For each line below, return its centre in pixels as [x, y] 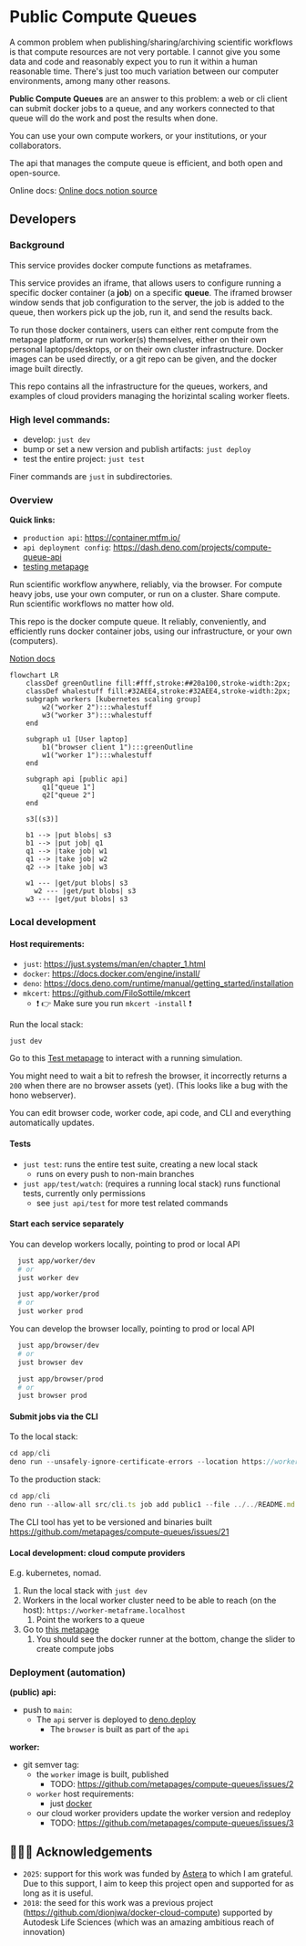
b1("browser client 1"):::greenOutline [118, 747]
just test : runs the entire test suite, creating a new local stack [140, 1164]
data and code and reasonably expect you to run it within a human [133, 61]
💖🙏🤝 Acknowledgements [81, 1851]
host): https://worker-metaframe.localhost [104, 1610]
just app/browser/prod [61, 1379]
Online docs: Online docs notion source [83, 190]
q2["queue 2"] [69, 795]
